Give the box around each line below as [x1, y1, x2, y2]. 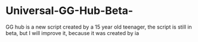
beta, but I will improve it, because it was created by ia [5, 29, 140, 36]
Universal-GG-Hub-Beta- [5, 4, 134, 17]
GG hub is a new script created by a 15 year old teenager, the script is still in [5, 23, 192, 30]
